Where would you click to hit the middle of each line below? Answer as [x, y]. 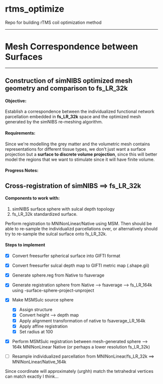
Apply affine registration [43, 326]
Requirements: [20, 133]
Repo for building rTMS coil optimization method [53, 22]
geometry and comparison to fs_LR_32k [66, 88]
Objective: [16, 101]
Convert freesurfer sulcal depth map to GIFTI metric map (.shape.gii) [81, 265]
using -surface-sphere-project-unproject [53, 291]
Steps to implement [25, 245]
